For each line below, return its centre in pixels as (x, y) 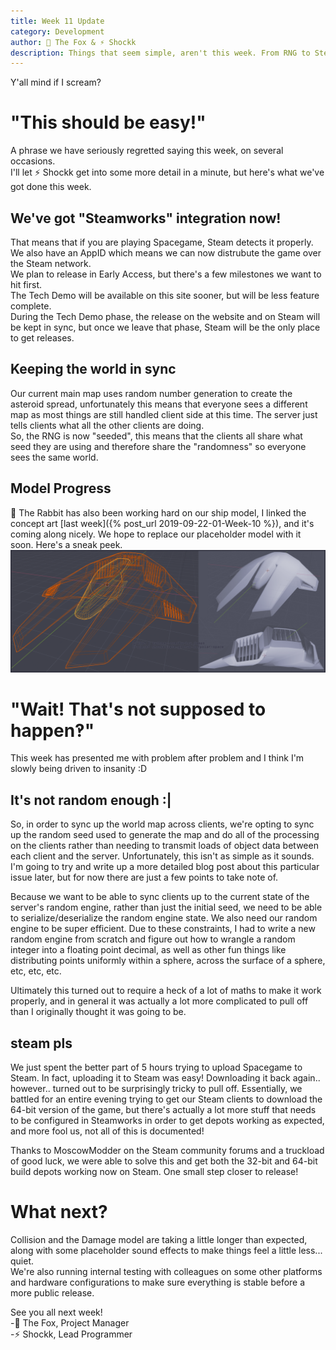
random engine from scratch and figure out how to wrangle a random (153, 939)
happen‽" (52, 730)
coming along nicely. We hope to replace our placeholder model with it (156, 534)
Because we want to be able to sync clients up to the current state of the (160, 897)
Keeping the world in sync (93, 369)
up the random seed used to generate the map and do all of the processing (165, 835)
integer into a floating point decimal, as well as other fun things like (148, 950)
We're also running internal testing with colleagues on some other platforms (166, 1272)
